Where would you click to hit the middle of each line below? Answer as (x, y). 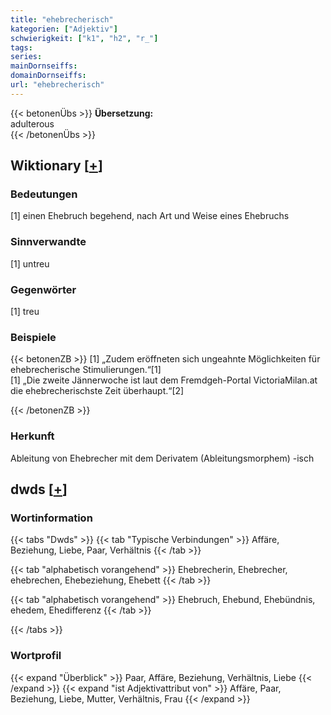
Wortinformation (51, 518)
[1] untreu (30, 263)
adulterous (32, 123)
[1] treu (25, 312)
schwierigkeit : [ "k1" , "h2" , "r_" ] (84, 38)
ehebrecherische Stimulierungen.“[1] (86, 370)
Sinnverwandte (48, 242)
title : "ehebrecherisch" (62, 19)
